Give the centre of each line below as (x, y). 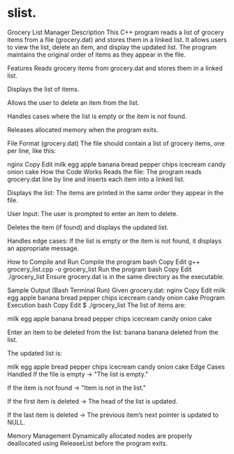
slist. (22, 13)
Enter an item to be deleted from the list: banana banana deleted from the (113, 332)
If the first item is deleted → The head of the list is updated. (93, 401)
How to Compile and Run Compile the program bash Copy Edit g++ (104, 262)
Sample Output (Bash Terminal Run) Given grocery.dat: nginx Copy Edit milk (116, 290)
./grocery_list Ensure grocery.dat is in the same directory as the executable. (116, 276)
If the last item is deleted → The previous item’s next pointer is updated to (113, 415)
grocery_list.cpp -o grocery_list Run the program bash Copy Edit (100, 269)
